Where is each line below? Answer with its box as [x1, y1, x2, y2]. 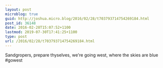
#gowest [5, 57, 23, 63]
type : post [5, 34, 27, 39]
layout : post [5, 7, 32, 12]
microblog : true [5, 12, 38, 17]
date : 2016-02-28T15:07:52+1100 [5, 25, 71, 30]
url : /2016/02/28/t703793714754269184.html [5, 39, 95, 44]
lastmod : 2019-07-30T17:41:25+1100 [5, 30, 78, 34]
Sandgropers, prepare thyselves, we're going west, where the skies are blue [5, 52, 159, 58]
